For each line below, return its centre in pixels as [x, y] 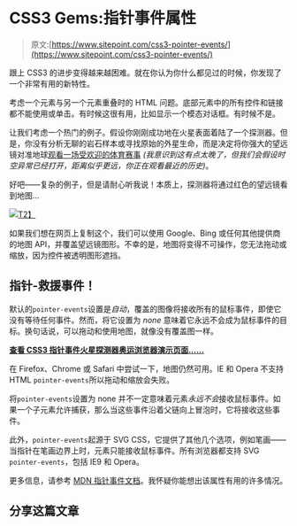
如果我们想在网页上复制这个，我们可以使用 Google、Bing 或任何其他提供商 [145, 233]
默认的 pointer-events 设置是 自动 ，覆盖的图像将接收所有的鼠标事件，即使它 [145, 309]
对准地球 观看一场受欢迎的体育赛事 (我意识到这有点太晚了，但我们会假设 [147, 154]
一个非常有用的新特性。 [52, 83]
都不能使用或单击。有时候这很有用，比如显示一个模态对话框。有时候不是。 [145, 113]
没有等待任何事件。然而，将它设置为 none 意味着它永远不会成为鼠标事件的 [145, 320]
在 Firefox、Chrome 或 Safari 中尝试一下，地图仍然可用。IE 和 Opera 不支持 [147, 368]
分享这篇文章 [44, 511]
